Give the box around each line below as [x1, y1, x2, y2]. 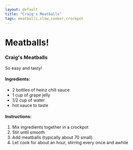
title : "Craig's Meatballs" [5, 12, 62, 16]
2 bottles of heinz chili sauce [12, 87, 70, 93]
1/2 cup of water [12, 97, 45, 103]
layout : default [5, 7, 38, 12]
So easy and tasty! [5, 65, 42, 71]
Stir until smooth [12, 129, 45, 135]
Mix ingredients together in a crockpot [12, 124, 89, 130]
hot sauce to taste [12, 103, 49, 108]
